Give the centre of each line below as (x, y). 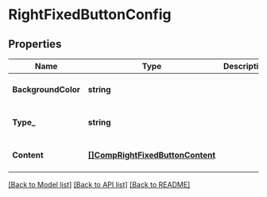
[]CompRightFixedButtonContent (152, 155)
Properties (35, 44)
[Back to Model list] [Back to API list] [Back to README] (99, 185)
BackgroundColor (46, 89)
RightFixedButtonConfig (90, 15)
